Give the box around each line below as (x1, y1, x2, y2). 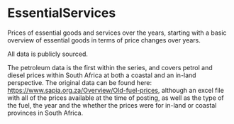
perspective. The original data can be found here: (7, 78, 152, 86)
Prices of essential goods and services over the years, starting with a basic (7, 28, 227, 37)
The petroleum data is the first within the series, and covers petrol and (7, 63, 213, 72)
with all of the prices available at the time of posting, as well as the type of (7, 94, 225, 102)
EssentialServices (7, 5, 116, 21)
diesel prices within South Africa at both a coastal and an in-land (7, 71, 196, 79)
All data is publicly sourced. (7, 50, 89, 58)
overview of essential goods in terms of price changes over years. (7, 35, 201, 44)
